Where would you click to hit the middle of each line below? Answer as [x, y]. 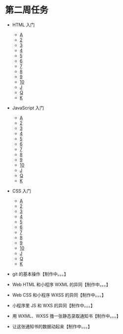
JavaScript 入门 [28, 108]
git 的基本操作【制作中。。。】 [40, 274]
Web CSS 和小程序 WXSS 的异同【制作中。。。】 [59, 295]
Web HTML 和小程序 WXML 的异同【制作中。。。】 [61, 284]
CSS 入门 [21, 191]
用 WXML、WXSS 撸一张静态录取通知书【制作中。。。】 [66, 316]
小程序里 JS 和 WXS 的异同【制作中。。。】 [53, 305]
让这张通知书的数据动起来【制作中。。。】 [52, 326]
